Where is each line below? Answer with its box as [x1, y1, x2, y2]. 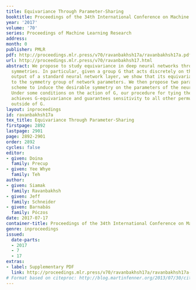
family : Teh [11, 172, 41, 178]
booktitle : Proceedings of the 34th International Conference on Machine [6, 14, 190, 20]
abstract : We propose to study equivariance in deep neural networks [6, 63, 179, 69]
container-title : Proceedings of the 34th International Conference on [6, 220, 184, 226]
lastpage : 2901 [6, 128, 43, 134]
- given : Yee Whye [6, 166, 51, 172]
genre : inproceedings [6, 226, 59, 232]
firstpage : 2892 [6, 123, 45, 129]
